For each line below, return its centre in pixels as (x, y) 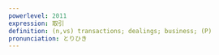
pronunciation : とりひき (48, 38)
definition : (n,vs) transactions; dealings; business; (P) (110, 31)
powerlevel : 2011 (38, 16)
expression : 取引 (36, 23)
